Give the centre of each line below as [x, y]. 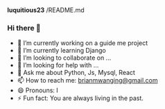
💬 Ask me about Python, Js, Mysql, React [76, 73]
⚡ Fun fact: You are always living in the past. [80, 98]
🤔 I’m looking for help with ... [58, 65]
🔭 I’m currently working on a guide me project [82, 43]
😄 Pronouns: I [38, 90]
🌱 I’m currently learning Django [61, 51]
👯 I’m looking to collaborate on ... [64, 58]
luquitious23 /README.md [46, 10]
